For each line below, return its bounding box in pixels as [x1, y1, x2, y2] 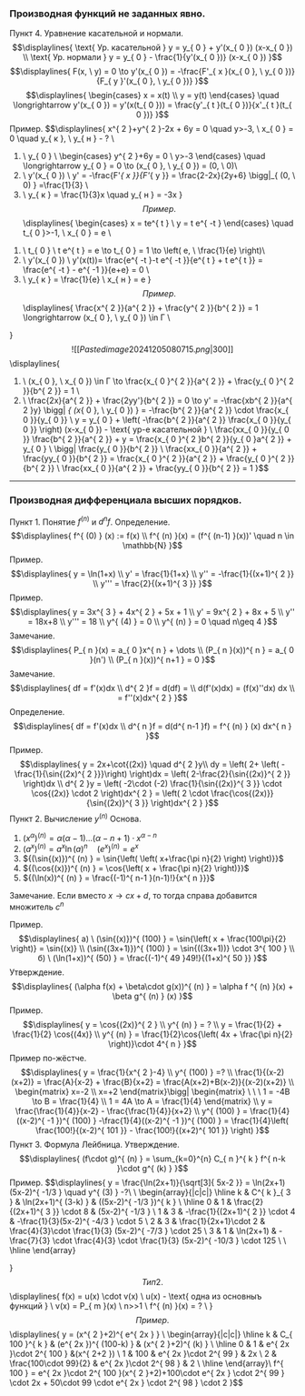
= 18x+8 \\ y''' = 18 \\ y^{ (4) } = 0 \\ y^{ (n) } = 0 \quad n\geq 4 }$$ [27, 617, 278, 628]
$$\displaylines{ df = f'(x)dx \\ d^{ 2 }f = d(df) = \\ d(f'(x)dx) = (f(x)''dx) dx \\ [10, 683, 295, 694]
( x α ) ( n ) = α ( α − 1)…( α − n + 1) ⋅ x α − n [22, 830, 157, 843]
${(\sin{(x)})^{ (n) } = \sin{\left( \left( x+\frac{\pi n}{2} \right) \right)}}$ [22, 853, 284, 864]
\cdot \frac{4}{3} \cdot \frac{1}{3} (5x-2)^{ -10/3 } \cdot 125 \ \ [52, 1235, 287, 1246]
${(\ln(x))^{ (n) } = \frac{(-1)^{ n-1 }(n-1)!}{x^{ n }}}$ [22, 872, 215, 884]
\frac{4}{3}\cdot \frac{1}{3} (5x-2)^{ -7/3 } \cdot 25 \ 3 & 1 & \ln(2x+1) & [9, 1225, 277, 1236]
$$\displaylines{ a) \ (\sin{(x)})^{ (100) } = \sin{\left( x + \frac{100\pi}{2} [18, 933, 287, 944]
